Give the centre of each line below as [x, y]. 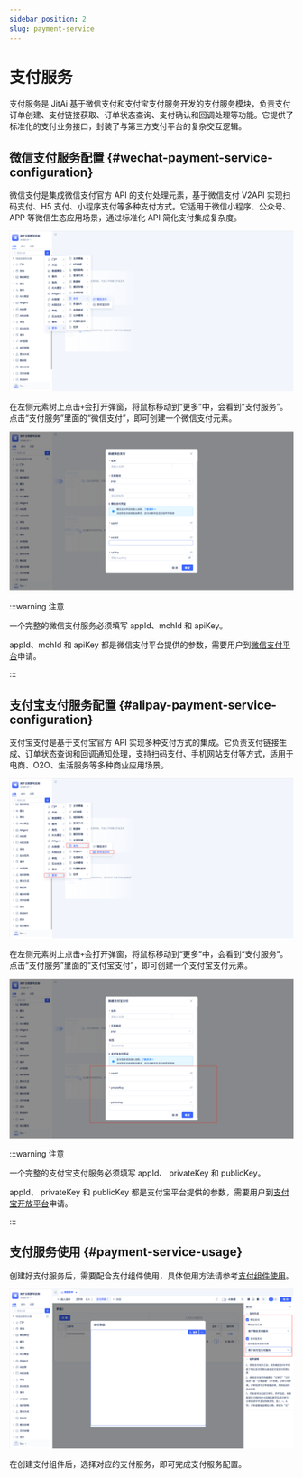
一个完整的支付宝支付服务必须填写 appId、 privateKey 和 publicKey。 [138, 1173]
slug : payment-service [52, 28]
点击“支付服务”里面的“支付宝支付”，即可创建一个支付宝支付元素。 [131, 965]
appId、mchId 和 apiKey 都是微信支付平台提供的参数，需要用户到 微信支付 [146, 645]
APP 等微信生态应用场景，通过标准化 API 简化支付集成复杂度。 [125, 218]
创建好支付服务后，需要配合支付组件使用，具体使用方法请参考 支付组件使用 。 [151, 1275]
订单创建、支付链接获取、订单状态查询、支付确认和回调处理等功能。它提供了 [151, 115]
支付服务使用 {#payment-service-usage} [126, 1252]
